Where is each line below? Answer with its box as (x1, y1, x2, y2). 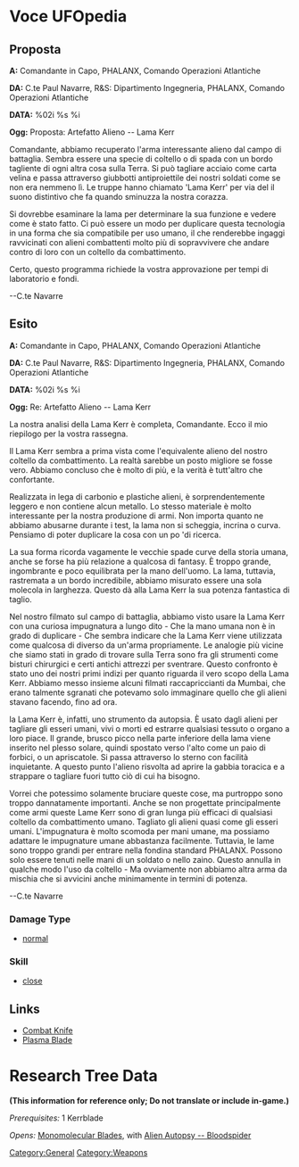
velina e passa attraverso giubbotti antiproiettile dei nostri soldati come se (9, 172, 281, 183)
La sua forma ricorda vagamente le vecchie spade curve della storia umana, (9, 546, 288, 557)
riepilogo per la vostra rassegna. (9, 428, 129, 439)
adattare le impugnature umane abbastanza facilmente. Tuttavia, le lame (9, 835, 275, 846)
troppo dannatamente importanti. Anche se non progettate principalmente (9, 797, 281, 808)
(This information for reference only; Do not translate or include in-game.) (9, 1096, 290, 1106)
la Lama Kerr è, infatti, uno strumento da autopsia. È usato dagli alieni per (9, 714, 278, 724)
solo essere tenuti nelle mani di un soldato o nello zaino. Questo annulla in (9, 854, 281, 865)
